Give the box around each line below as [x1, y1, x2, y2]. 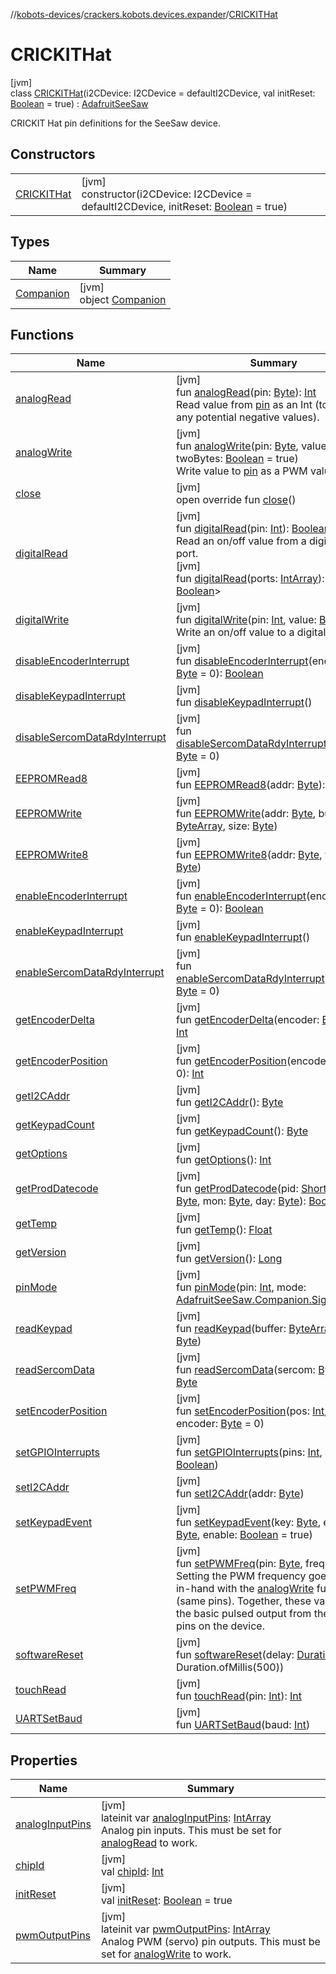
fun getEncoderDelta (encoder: [175, 1013, 320, 1027]
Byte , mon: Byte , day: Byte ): [175, 1194, 307, 1208]
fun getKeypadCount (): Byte [175, 1124, 308, 1138]
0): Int [175, 1067, 205, 1081]
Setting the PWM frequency [175, 1569, 307, 1583]
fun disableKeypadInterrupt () [175, 695, 313, 709]
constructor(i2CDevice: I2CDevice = [81, 187, 253, 201]
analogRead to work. [100, 1836, 198, 1850]
